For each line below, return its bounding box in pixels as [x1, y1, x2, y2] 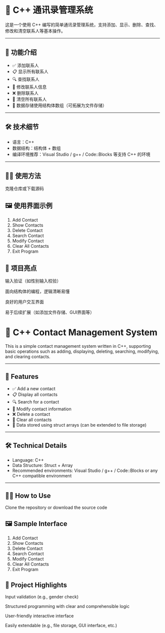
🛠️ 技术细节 [5, 123, 39, 131]
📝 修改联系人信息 [12, 84, 47, 90]
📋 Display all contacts [12, 391, 58, 397]
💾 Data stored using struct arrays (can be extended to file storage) [12, 422, 147, 428]
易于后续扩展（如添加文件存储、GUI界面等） [5, 309, 95, 315]
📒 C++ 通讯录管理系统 [5, 4, 93, 16]
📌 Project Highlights [5, 581, 67, 589]
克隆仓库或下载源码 [5, 186, 44, 192]
